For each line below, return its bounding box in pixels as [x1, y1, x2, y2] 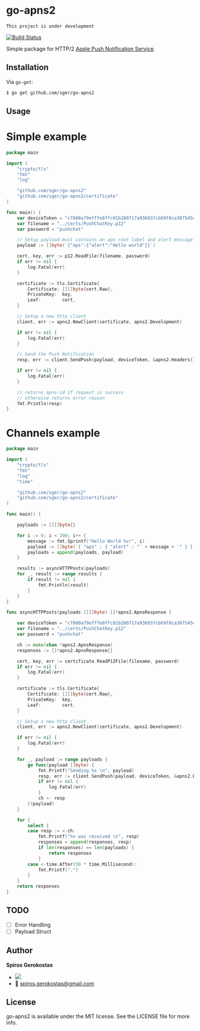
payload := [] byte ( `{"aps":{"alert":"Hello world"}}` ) [17, 242, 156, 249]
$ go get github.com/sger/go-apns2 [6, 90, 95, 96]
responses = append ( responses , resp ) [37, 839, 132, 845]
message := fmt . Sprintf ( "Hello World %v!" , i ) [27, 538, 145, 544]
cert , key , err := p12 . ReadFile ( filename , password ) [17, 253, 151, 259]
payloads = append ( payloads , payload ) [27, 549, 124, 555]
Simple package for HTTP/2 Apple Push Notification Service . [6, 45, 156, 52]
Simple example [6, 130, 87, 143]
